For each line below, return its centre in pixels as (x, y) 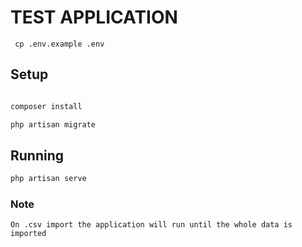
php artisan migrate (53, 124)
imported (28, 234)
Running (37, 155)
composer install (46, 106)
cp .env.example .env (59, 44)
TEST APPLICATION (94, 17)
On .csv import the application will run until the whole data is (151, 225)
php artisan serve (48, 179)
